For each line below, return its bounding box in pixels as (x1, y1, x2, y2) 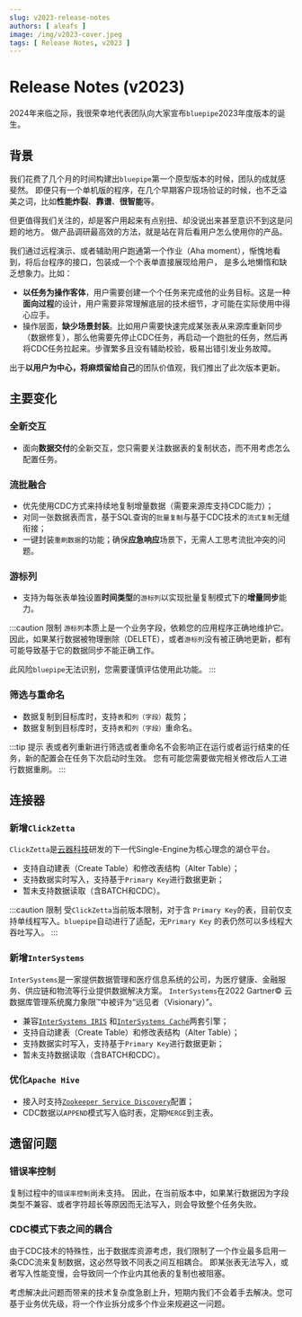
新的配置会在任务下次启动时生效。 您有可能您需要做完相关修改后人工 (24, 752, 280, 763)
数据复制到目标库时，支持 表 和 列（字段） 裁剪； (22, 711, 190, 722)
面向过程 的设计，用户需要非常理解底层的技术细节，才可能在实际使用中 (22, 298, 283, 308)
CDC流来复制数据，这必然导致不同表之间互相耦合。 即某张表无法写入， (16, 1256, 281, 1268)
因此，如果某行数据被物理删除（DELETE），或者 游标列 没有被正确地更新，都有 (9, 634, 291, 645)
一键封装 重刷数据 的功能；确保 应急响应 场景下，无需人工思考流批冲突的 (22, 534, 279, 545)
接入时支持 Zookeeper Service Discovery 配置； (22, 1096, 195, 1107)
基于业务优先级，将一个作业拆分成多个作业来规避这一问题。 (9, 1298, 230, 1309)
